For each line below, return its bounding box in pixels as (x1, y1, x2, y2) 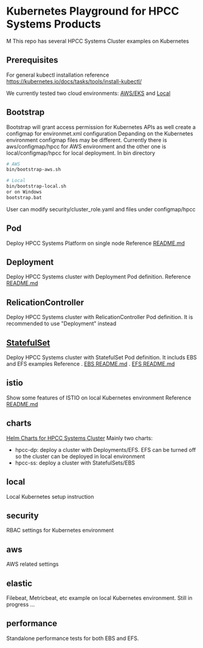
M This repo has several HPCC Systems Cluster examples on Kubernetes (6, 37, 190, 44)
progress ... (6, 600, 35, 608)
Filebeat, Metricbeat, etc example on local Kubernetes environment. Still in (6, 594, 193, 601)
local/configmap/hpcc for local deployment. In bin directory (6, 149, 156, 157)
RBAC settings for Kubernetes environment (6, 527, 114, 534)
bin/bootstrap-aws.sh (6, 166, 61, 173)
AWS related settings (6, 560, 59, 568)
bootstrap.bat (6, 194, 43, 200)
